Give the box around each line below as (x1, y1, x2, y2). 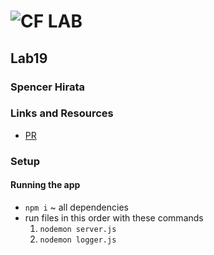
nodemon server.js (39, 224, 117, 234)
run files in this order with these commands (24, 211, 204, 224)
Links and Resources (10, 106, 114, 120)
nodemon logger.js (39, 235, 117, 245)
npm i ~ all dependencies (24, 201, 129, 213)
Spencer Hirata (10, 80, 86, 94)
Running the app (10, 179, 81, 191)
